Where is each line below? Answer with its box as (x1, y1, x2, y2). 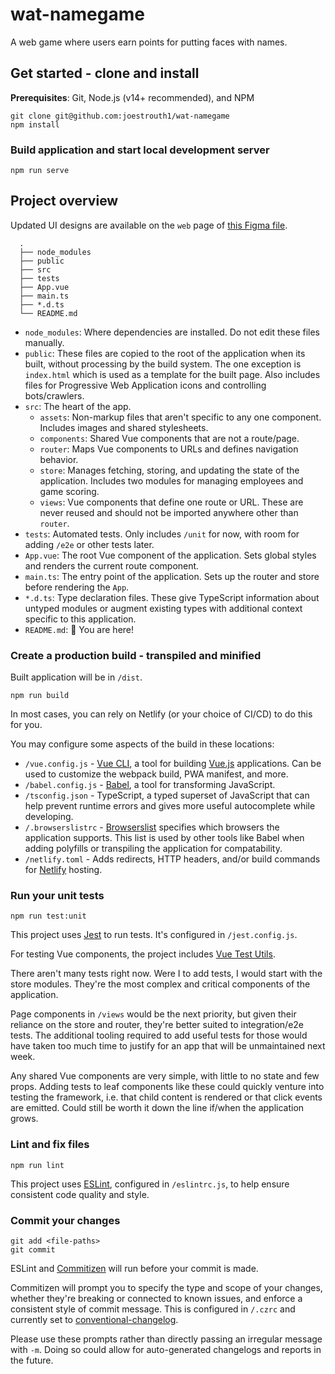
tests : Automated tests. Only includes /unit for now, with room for (24, 528, 300, 540)
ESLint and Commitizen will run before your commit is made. (10, 1263, 259, 1275)
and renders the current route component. (24, 559, 200, 572)
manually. (24, 336, 65, 348)
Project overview (10, 193, 119, 210)
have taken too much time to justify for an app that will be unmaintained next (10, 1040, 326, 1052)
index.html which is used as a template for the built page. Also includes (24, 368, 321, 380)
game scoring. (39, 485, 100, 497)
